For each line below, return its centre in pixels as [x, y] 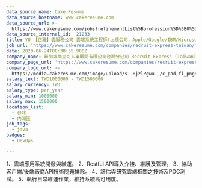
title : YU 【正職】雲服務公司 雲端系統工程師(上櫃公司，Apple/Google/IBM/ [92, 40]
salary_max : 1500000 [32, 101]
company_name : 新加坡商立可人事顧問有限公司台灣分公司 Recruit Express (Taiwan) [101, 57]
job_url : [17, 46]
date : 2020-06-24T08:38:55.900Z [47, 51]
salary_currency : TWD [33, 85]
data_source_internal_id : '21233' [50, 34]
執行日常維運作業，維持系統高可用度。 [74, 179]
